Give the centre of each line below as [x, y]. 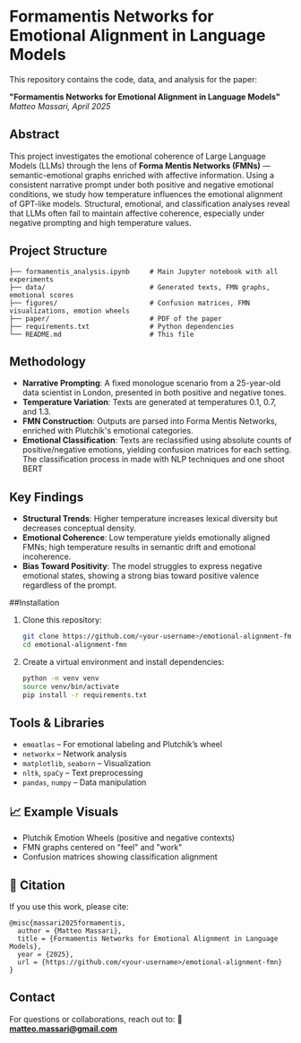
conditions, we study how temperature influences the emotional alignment [146, 194]
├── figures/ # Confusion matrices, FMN [130, 303]
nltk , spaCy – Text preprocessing [82, 773]
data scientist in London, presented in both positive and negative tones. [154, 392]
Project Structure [58, 251]
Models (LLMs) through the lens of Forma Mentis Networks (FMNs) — [140, 165]
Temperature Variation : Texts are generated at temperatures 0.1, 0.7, [149, 402]
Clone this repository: [62, 620]
